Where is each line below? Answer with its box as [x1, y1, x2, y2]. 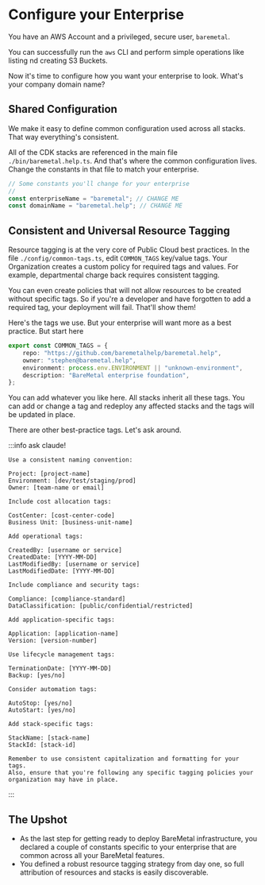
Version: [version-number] [8, 637, 98, 645]
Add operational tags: [8, 532, 83, 541]
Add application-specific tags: [8, 616, 115, 624]
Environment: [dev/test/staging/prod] [8, 477, 136, 485]
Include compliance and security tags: [8, 582, 140, 589]
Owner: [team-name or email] [8, 484, 105, 492]
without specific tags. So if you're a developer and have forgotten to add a [8, 294, 252, 303]
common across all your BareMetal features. [19, 851, 165, 860]
